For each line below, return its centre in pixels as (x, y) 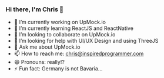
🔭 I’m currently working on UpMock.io (60, 22)
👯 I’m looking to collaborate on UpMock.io (65, 35)
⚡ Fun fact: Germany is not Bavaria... (58, 69)
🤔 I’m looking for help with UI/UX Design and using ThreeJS (86, 41)
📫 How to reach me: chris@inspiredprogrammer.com (79, 54)
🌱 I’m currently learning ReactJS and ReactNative (73, 28)
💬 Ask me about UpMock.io (47, 47)
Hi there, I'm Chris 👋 (35, 9)
